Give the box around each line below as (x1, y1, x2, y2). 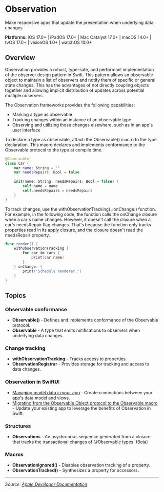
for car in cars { (22, 251, 60, 256)
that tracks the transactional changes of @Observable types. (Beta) (12, 439, 148, 445)
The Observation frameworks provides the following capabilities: (5, 102, 135, 108)
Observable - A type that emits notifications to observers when (12, 327, 140, 333)
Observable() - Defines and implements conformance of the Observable (12, 317, 159, 323)
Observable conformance (5, 306, 67, 313)
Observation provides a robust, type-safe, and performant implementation (5, 66, 154, 72)
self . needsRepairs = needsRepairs (22, 188, 93, 193)
